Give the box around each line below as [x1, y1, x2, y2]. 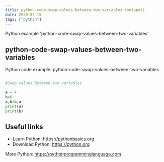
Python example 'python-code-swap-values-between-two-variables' [5, 31, 149, 37]
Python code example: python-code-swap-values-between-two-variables [5, 67, 159, 73]
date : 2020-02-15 [5, 12, 42, 17]
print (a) [5, 104, 24, 109]
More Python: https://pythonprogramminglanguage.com [5, 151, 122, 157]
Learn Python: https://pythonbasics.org [12, 136, 95, 142]
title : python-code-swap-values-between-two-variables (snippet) [5, 7, 145, 13]
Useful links [5, 122, 44, 131]
